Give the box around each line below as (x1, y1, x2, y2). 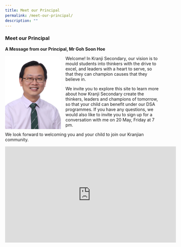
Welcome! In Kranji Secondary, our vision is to (65, 55, 158, 61)
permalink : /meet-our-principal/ (5, 13, 73, 18)
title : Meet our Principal (5, 8, 60, 13)
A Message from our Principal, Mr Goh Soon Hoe (5, 46, 106, 52)
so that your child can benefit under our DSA (65, 101, 155, 107)
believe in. (65, 76, 86, 82)
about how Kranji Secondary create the (65, 91, 144, 97)
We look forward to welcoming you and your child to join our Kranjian (5, 131, 144, 137)
